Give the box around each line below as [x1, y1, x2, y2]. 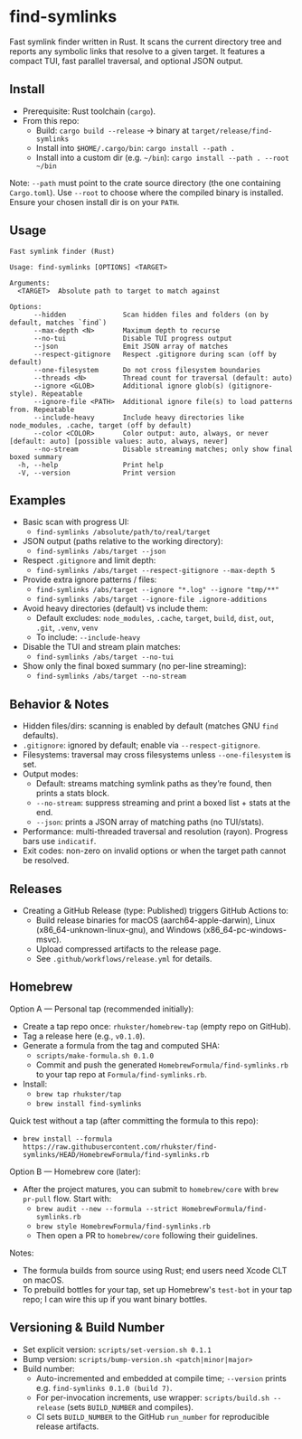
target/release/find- [191, 127, 273, 136]
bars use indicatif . [22, 836, 97, 847]
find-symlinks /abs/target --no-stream [35, 672, 187, 682]
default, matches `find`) [9, 318, 107, 327]
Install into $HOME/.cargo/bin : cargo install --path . [35, 142, 235, 153]
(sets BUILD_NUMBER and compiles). [66, 1401, 194, 1412]
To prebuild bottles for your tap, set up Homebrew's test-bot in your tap [22, 1284, 292, 1294]
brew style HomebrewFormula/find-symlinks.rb [35, 1222, 211, 1231]
